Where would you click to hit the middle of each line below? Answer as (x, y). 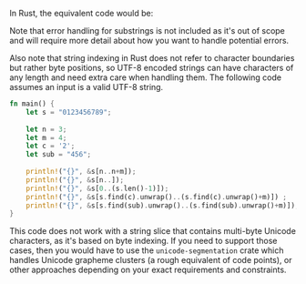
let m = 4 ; (46, 137)
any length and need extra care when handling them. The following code (146, 77)
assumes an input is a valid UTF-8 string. (87, 87)
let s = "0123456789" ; (69, 112)
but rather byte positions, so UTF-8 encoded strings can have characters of (152, 68)
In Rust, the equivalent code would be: (82, 13)
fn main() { (32, 104)
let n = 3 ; (46, 129)
